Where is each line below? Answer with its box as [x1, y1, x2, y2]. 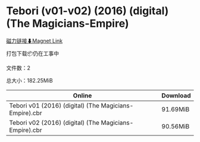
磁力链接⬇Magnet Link [6, 37, 63, 44]
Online [73, 91, 92, 99]
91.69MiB [161, 105, 190, 113]
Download [161, 91, 191, 99]
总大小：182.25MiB [6, 77, 53, 84]
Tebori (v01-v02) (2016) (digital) [6, 4, 169, 18]
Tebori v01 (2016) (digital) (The [9, 101, 100, 109]
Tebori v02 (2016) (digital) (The [9, 118, 100, 127]
